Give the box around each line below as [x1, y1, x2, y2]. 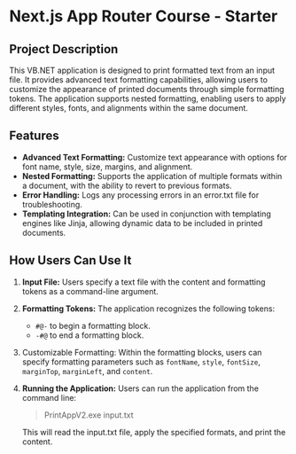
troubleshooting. [21, 199, 82, 209]
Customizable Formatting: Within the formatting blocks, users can [21, 347, 262, 357]
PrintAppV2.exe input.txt [43, 410, 134, 420]
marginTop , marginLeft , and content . [21, 365, 153, 376]
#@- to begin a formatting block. [35, 320, 151, 331]
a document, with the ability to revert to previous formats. [21, 180, 232, 191]
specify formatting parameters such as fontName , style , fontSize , [21, 356, 261, 367]
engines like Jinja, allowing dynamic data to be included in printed [21, 217, 263, 228]
